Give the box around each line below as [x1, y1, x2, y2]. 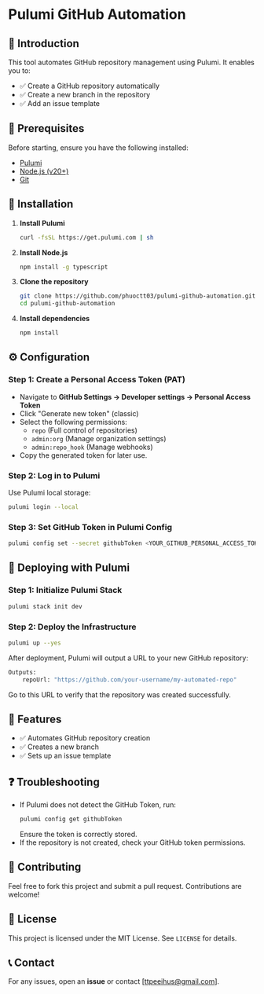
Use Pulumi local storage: [8, 488, 91, 497]
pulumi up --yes [8, 638, 61, 647]
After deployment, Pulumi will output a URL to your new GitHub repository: [8, 653, 249, 663]
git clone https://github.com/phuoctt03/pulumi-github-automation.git [19, 292, 256, 300]
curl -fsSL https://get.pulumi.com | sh [19, 233, 154, 241]
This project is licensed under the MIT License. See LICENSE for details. [8, 933, 237, 943]
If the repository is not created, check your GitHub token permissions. [19, 838, 246, 847]
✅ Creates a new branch [19, 742, 100, 751]
